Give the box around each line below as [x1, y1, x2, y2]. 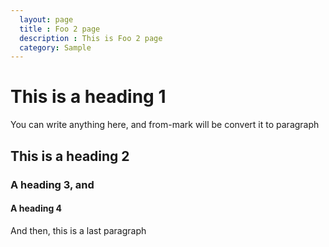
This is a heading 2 [10, 147, 130, 165]
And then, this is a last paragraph [10, 224, 147, 236]
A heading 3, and [10, 177, 95, 191]
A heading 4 [10, 202, 63, 215]
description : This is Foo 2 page [19, 33, 163, 43]
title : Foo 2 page [19, 24, 101, 34]
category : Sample [19, 42, 92, 53]
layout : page [19, 14, 74, 25]
